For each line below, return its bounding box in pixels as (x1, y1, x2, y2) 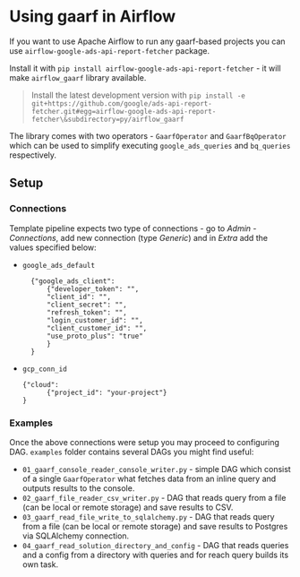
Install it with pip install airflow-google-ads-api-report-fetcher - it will (9, 63, 281, 73)
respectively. (9, 150, 56, 160)
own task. (21, 558, 59, 570)
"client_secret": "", (46, 300, 127, 309)
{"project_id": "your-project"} (46, 388, 167, 397)
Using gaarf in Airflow (9, 6, 176, 27)
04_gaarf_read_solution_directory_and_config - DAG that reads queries (21, 539, 289, 550)
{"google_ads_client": (30, 276, 116, 286)
